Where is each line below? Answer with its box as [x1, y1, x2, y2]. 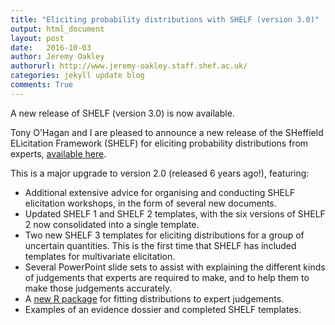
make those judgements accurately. [24, 282, 173, 294]
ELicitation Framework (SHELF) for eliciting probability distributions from [10, 137, 309, 149]
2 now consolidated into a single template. [24, 218, 200, 230]
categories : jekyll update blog [10, 71, 145, 81]
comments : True [10, 80, 74, 90]
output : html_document [10, 24, 105, 34]
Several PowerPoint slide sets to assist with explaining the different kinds [24, 261, 326, 273]
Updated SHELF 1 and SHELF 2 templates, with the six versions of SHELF [24, 207, 326, 220]
